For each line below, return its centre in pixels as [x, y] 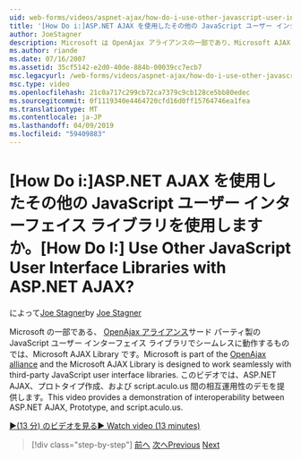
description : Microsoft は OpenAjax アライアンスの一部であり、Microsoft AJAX [150, 42]
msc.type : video [39, 84]
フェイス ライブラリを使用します [143, 226]
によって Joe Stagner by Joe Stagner [75, 312]
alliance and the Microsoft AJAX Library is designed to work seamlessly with [150, 364]
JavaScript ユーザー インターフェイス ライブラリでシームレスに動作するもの [150, 343]
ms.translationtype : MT [54, 109]
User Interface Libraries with [118, 268]
